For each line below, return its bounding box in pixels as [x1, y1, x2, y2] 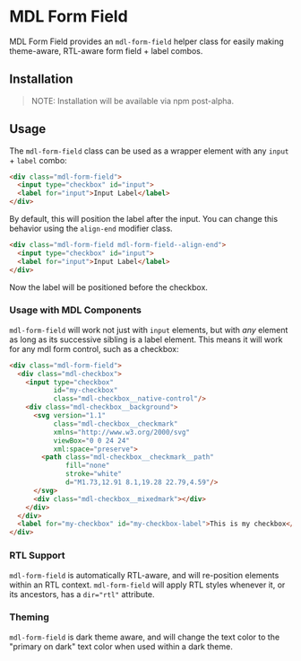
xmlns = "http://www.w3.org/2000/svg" [53, 427, 191, 436]
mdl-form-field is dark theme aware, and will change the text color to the [9, 631, 280, 642]
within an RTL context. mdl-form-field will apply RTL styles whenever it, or [9, 579, 286, 590]
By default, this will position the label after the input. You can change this [9, 214, 279, 225]
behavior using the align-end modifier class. [9, 223, 173, 234]
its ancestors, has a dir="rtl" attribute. [9, 588, 155, 599]
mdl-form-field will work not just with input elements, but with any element [9, 324, 288, 335]
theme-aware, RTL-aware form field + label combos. [9, 45, 203, 56]
